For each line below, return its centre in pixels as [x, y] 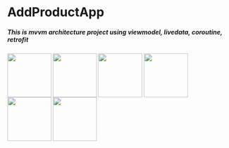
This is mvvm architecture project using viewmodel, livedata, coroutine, [115, 32]
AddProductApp [56, 12]
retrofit [18, 39]
